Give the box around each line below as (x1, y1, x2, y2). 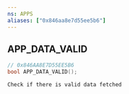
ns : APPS (7, 10, 33, 18)
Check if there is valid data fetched (7, 81, 122, 88)
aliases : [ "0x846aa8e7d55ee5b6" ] (7, 17, 106, 24)
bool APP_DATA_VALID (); (7, 69, 78, 76)
